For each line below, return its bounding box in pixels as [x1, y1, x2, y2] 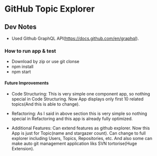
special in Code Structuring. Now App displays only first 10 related [11, 96, 143, 102]
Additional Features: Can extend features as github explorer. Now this [11, 125, 150, 131]
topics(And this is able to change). [11, 101, 80, 107]
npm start [11, 69, 31, 75]
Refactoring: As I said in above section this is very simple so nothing [11, 110, 147, 116]
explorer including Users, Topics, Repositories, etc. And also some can [11, 135, 153, 141]
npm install [11, 64, 34, 70]
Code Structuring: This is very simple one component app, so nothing [11, 91, 150, 96]
